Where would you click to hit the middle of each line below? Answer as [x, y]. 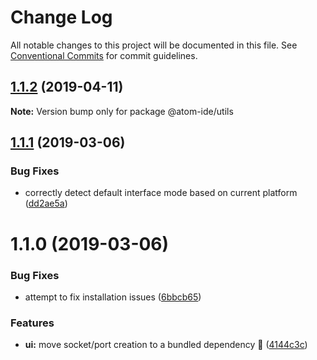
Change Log [61, 17]
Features [32, 323]
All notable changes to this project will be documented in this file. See [154, 45]
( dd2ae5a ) [46, 203]
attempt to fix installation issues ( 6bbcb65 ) [113, 297]
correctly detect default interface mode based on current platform [161, 193]
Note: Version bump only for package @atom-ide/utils [122, 111]
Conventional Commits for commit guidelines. [104, 55]
